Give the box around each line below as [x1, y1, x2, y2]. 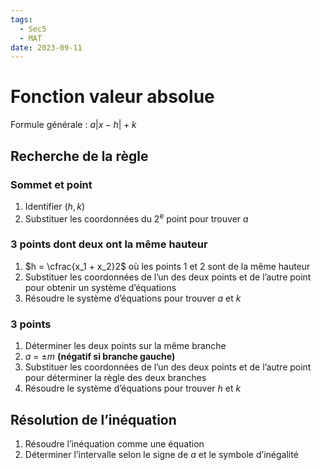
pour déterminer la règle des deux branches [24, 372, 207, 384]
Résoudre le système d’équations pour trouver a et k [24, 292, 242, 304]
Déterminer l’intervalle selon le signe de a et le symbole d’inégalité [24, 448, 299, 460]
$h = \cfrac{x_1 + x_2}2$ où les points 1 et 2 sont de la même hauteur [24, 260, 311, 272]
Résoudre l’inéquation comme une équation [24, 437, 205, 450]
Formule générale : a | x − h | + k [10, 119, 137, 131]
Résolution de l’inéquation [10, 411, 177, 428]
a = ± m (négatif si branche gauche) [24, 351, 176, 363]
